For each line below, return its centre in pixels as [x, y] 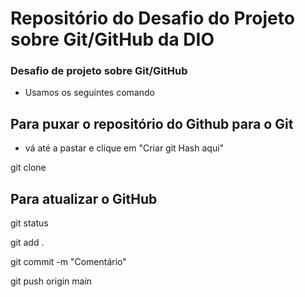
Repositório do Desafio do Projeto [152, 18]
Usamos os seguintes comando [89, 93]
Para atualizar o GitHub [84, 198]
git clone [28, 168]
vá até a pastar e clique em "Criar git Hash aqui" [124, 148]
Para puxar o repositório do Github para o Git [152, 123]
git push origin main [51, 281]
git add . [27, 243]
